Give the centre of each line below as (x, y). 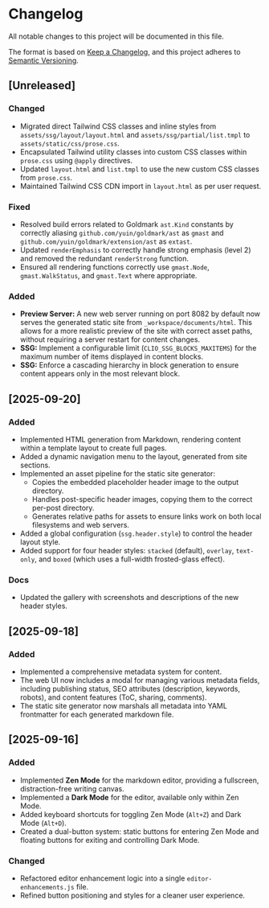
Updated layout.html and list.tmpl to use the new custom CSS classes (139, 169)
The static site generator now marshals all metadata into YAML (123, 705)
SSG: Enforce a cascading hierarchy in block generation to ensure (129, 365)
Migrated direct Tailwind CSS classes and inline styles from (118, 126)
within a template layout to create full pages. (93, 448)
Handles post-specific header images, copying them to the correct (142, 499)
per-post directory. (63, 507)
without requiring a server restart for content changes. (110, 339)
